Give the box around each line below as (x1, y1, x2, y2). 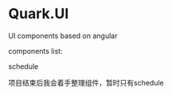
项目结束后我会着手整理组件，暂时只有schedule (8, 78, 165, 87)
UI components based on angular (8, 31, 118, 40)
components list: (8, 46, 63, 55)
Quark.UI (8, 5, 69, 23)
